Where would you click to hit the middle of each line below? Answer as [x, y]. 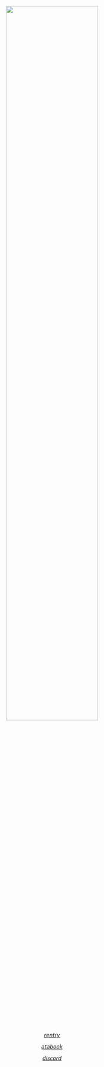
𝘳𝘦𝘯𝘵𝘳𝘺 [52, 1035]
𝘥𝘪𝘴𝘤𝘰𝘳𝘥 [52, 1058]
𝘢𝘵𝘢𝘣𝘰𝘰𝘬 [52, 1046]
